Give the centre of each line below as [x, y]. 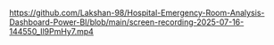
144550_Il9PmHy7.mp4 [51, 31]
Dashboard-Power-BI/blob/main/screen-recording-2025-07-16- [127, 22]
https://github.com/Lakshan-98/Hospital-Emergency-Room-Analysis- [137, 13]
